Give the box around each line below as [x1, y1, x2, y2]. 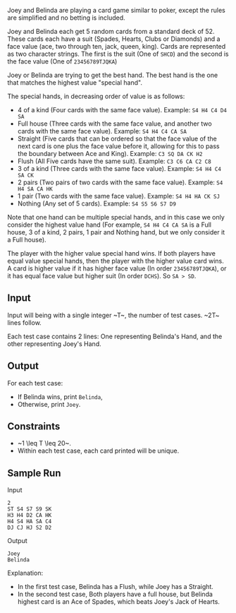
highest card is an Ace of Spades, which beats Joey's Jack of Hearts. [17, 597, 221, 606]
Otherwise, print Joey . [17, 400, 81, 408]
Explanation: [7, 569, 44, 578]
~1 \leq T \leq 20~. [17, 439, 72, 448]
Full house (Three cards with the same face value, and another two [17, 119, 213, 128]
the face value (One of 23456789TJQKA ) [7, 57, 118, 66]
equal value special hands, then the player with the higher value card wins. [7, 257, 224, 265]
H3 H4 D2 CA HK [7, 512, 52, 519]
